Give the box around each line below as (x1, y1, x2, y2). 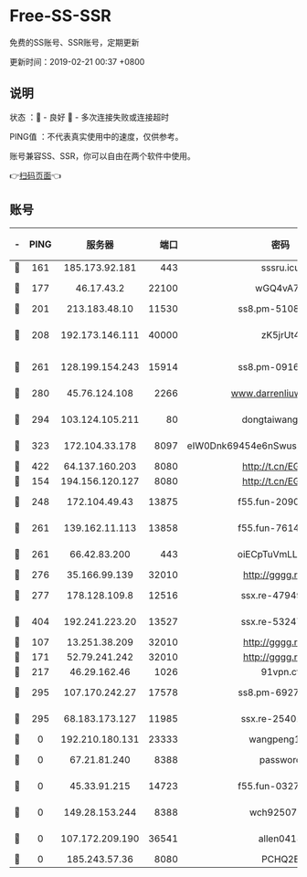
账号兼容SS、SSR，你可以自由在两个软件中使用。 (9, 150, 196, 161)
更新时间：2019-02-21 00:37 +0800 (9, 56, 145, 67)
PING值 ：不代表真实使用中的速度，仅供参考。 (9, 131, 184, 142)
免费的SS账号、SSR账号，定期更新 (9, 37, 140, 48)
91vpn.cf (260, 665, 301, 678)
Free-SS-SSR (9, 5, 111, 26)
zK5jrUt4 (260, 328, 301, 341)
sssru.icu (260, 261, 301, 274)
